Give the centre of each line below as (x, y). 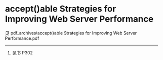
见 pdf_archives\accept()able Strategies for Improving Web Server (71, 33)
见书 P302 (22, 53)
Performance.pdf (22, 38)
